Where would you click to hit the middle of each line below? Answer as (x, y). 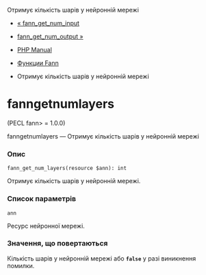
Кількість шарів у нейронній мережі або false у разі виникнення (102, 258)
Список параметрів (42, 199)
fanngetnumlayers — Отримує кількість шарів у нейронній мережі (103, 136)
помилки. (21, 265)
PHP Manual (35, 50)
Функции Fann (38, 63)
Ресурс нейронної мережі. (46, 226)
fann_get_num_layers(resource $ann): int (67, 168)
